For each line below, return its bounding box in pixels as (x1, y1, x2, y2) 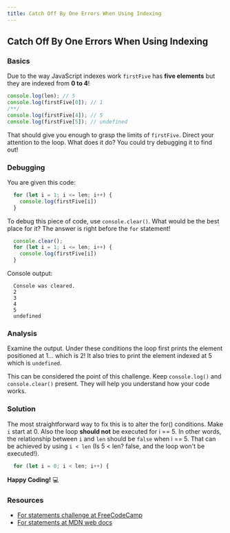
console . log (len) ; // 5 (7, 92, 76, 100)
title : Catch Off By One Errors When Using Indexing (7, 10, 162, 17)
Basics (7, 56, 30, 66)
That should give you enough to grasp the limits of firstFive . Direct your (7, 130, 214, 139)
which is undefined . (7, 359, 62, 368)
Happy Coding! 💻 (7, 475, 59, 483)
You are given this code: (7, 178, 76, 186)
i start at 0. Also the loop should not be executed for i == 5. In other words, (7, 427, 222, 435)
